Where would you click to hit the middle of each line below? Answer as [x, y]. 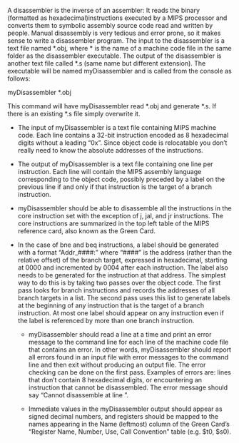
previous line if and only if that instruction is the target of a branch [115, 187]
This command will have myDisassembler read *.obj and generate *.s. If [112, 106]
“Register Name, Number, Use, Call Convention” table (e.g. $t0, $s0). [130, 432]
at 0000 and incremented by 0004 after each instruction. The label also [123, 268]
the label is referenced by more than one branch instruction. [106, 321]
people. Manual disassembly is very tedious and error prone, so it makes [114, 33]
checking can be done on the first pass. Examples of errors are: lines [130, 372]
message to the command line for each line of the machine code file [128, 342]
